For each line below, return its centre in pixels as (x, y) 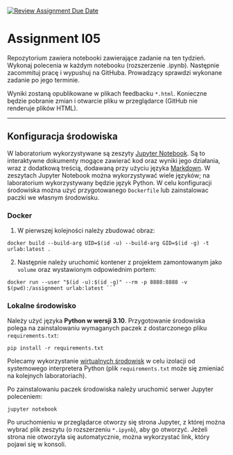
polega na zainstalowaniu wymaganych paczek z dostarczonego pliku (107, 328)
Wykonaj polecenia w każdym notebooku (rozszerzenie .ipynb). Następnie (113, 65)
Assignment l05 (54, 39)
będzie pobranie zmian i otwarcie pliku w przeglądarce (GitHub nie (102, 101)
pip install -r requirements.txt (55, 348)
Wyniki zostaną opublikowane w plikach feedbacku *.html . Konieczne (107, 93)
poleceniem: (25, 397)
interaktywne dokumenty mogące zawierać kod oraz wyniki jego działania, (114, 160)
